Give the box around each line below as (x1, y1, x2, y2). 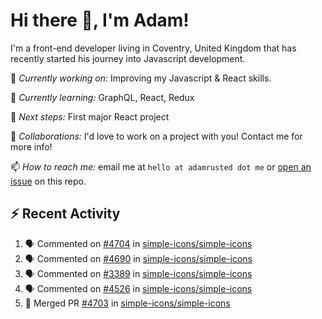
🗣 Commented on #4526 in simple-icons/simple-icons (24, 282, 253, 294)
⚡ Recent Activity (10, 205, 121, 223)
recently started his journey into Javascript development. (10, 52, 246, 64)
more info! (10, 140, 53, 153)
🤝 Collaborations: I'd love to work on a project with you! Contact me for (10, 130, 303, 142)
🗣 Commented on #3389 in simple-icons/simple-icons (24, 267, 253, 279)
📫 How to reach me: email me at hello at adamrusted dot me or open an (10, 160, 312, 173)
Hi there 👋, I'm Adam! (10, 9, 190, 32)
